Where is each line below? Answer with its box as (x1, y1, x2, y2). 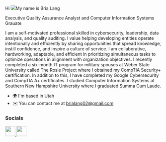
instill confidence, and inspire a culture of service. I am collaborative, (5, 46, 147, 52)
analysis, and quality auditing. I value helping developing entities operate (5, 35, 154, 41)
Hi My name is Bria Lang (5, 5, 60, 11)
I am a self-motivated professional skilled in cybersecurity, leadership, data (5, 30, 159, 36)
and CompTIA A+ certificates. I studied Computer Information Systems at (5, 78, 155, 83)
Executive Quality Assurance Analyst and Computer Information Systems (5, 15, 155, 21)
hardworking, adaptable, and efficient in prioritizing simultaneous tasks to (5, 51, 156, 57)
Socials (5, 115, 23, 122)
